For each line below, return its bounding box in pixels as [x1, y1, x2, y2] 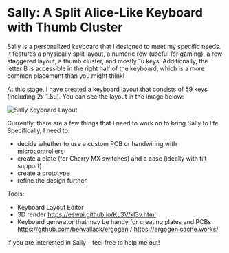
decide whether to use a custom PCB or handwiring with [17, 139, 177, 148]
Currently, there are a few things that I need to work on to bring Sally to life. [7, 119, 221, 127]
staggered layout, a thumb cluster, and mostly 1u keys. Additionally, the [7, 57, 208, 65]
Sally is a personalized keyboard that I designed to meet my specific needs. [7, 42, 221, 50]
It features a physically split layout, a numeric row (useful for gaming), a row [7, 50, 223, 58]
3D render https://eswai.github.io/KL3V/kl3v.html [17, 210, 156, 219]
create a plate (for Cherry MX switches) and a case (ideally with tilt [17, 154, 207, 163]
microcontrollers [17, 147, 64, 155]
